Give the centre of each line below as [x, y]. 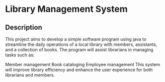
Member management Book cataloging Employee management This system [83, 64]
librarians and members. [30, 75]
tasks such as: [20, 55]
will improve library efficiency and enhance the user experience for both [79, 70]
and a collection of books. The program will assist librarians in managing [79, 50]
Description [24, 27]
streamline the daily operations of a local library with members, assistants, [81, 44]
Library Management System [66, 9]
